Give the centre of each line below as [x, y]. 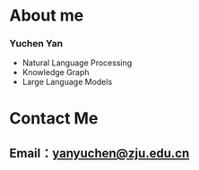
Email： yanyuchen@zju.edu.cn [99, 153]
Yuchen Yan [36, 44]
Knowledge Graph [56, 72]
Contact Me [54, 118]
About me [47, 16]
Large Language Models [67, 82]
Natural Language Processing [77, 63]
